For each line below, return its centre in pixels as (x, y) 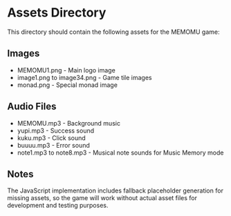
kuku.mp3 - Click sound (52, 138)
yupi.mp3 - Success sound (56, 130)
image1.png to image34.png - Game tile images (84, 77)
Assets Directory (57, 13)
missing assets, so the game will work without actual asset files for (102, 198)
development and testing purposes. (58, 206)
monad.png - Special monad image (67, 85)
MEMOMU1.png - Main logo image (66, 70)
